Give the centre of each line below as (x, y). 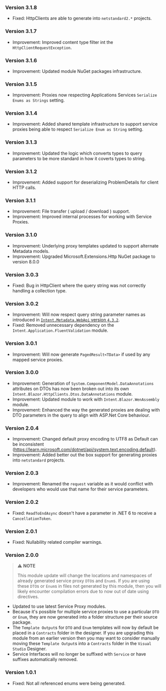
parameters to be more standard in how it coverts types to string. (79, 158)
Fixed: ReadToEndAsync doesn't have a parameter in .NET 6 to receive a (84, 513)
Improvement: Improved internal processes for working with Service (82, 217)
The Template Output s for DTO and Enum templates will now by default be (85, 628)
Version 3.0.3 (22, 274)
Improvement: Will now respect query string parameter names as (79, 315)
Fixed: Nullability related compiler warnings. (57, 542)
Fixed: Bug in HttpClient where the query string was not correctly (79, 285)
